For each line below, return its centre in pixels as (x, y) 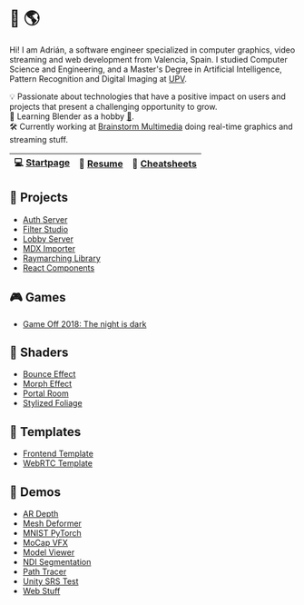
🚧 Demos (35, 492)
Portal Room (46, 393)
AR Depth (40, 514)
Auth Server (45, 219)
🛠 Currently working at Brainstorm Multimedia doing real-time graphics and (151, 126)
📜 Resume (101, 164)
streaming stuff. (39, 139)
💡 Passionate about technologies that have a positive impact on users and (147, 96)
